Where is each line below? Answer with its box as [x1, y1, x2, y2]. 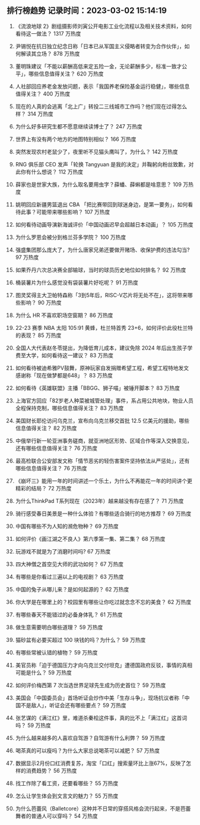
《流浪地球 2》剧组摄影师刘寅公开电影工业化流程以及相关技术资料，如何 [15, 23, 192, 30]
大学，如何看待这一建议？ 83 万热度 [26, 351, 113, 358]
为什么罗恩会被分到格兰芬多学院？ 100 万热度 [15, 234, 126, 241]
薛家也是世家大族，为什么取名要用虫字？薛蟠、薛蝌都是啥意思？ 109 [15, 181, 182, 188]
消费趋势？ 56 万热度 [26, 767, 77, 774]
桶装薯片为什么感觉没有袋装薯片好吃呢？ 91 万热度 [15, 279, 139, 286]
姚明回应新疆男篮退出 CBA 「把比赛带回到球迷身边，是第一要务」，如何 [15, 201, 188, 208]
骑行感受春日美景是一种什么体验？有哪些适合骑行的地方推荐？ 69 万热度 [15, 510, 192, 517]
